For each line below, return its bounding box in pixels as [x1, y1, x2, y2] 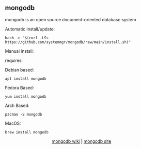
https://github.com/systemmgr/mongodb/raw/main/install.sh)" [5, 40, 131, 45]
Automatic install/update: [5, 26, 55, 32]
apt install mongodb [5, 76, 47, 81]
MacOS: [5, 120, 21, 126]
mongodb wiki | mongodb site [51, 138, 111, 144]
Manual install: [5, 48, 34, 54]
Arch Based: [5, 103, 30, 108]
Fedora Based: [5, 85, 34, 90]
